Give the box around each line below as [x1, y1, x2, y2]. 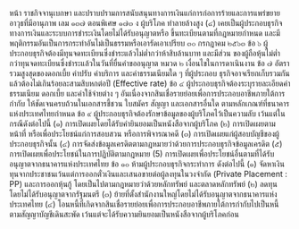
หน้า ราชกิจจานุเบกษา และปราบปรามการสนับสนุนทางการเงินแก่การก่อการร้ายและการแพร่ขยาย [9, 8, 281, 18]
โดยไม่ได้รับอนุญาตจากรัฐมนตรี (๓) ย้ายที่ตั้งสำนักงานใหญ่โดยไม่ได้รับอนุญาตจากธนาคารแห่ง [9, 189, 278, 199]
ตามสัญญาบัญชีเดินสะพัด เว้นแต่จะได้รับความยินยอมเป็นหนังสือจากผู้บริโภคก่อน [9, 209, 239, 219]
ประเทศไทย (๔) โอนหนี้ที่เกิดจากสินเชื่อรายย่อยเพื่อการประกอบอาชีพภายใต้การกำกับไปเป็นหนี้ [9, 199, 279, 209]
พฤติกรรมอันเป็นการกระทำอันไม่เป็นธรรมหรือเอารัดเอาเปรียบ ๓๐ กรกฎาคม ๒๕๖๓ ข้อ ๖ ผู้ [9, 38, 269, 48]
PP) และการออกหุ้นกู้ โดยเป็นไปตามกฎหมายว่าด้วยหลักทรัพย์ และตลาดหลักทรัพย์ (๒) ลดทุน [9, 179, 278, 189]
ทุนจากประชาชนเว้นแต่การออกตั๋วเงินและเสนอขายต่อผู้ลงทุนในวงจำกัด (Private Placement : [9, 169, 288, 179]
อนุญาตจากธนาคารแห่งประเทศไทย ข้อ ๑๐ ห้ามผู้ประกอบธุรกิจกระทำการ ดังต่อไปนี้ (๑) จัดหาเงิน [9, 158, 286, 169]
